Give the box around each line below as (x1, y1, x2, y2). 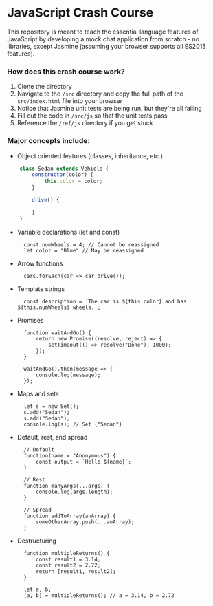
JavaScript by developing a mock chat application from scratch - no (7, 34, 200, 43)
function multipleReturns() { (23, 550, 110, 556)
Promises (16, 316, 44, 324)
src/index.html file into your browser (16, 97, 122, 105)
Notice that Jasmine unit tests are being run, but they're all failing (16, 105, 202, 113)
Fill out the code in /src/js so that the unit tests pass (16, 111, 168, 120)
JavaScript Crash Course (7, 5, 154, 21)
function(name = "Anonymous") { (23, 452, 116, 459)
